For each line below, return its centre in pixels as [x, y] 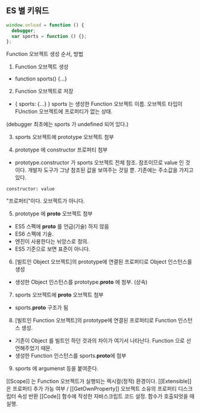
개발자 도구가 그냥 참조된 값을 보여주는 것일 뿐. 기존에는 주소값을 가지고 [111, 170]
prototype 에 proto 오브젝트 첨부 [54, 214]
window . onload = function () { [45, 25]
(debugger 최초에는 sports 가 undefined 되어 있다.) [67, 124]
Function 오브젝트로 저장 [44, 91]
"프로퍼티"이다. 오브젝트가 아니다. [46, 201]
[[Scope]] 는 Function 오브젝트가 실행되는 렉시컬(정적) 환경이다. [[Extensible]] [99, 381]
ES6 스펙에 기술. [34, 234]
